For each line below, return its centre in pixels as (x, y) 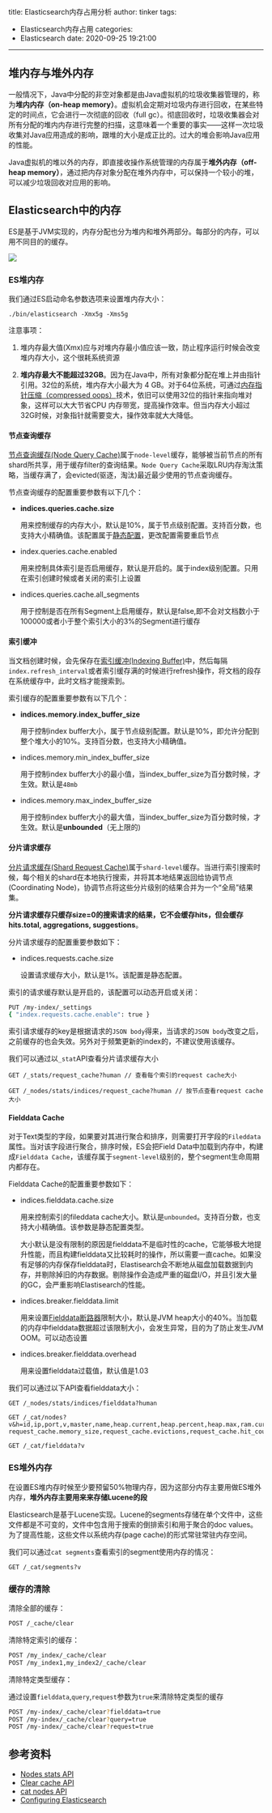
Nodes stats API (47, 1774)
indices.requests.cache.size (67, 958)
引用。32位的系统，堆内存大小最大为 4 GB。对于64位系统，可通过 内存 (138, 385)
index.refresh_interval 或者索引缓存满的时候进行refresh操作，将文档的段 (131, 671)
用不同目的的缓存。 (40, 241)
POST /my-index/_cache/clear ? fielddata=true (85, 1712)
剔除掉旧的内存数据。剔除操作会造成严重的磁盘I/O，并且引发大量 (149, 1275)
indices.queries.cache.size (67, 509)
